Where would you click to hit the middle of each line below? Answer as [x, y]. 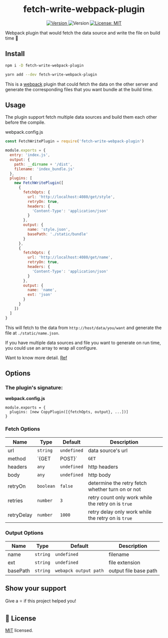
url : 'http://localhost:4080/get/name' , [70, 257]
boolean [46, 486]
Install [15, 54]
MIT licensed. [19, 630]
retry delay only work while [120, 512]
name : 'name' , [42, 290]
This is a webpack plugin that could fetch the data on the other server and [81, 84]
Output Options [24, 533]
